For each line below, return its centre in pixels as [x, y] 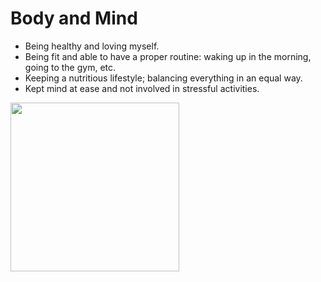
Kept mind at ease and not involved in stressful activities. [142, 88]
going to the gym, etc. [70, 67]
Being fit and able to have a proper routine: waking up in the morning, [168, 56]
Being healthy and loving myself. [92, 46]
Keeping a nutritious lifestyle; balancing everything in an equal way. [163, 78]
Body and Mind [74, 18]
